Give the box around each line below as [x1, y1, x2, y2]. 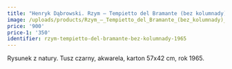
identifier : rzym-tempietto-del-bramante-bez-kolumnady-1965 [7, 36, 187, 42]
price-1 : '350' [7, 29, 51, 36]
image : [7, 16, 26, 23]
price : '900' [7, 23, 45, 29]
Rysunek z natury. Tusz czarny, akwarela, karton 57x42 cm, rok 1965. [7, 54, 205, 62]
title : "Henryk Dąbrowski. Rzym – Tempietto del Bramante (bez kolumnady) [7, 10, 227, 17]
